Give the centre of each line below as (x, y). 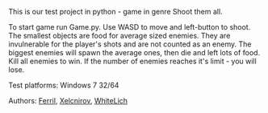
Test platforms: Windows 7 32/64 (64, 85)
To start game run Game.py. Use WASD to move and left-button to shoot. (130, 27)
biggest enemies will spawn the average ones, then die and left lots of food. (134, 52)
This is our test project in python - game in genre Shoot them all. (116, 12)
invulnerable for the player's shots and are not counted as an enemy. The (130, 44)
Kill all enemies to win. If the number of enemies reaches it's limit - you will (132, 61)
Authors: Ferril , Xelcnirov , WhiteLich (68, 101)
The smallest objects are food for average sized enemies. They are (119, 36)
